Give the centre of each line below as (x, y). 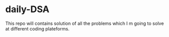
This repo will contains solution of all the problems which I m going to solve (84, 23)
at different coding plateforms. (37, 28)
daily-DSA (27, 9)
